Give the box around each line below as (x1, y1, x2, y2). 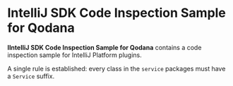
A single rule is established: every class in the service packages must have (7, 64, 226, 73)
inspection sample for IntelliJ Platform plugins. (7, 51, 143, 59)
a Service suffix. (7, 72, 55, 80)
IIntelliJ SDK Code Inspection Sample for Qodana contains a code (7, 43, 202, 51)
